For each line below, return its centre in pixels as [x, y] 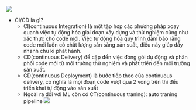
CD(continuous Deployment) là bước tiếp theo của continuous [98, 76]
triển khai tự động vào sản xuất [61, 88]
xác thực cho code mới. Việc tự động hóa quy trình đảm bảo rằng [102, 38]
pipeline [33, 101]
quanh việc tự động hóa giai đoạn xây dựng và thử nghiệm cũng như [106, 32]
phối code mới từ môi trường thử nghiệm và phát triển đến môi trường [106, 63]
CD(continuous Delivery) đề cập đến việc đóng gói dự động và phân [106, 57]
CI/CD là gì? [29, 20]
